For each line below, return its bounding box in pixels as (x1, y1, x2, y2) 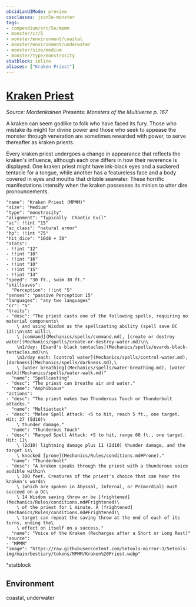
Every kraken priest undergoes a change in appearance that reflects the (6, 150, 181, 157)
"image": (6, 546, 28, 552)
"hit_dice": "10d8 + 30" (6, 236, 67, 242)
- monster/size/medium (6, 47, 62, 53)
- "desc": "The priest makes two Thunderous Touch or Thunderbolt (6, 396, 172, 402)
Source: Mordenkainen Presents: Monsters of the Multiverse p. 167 (6, 109, 168, 116)
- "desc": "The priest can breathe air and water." (6, 381, 135, 387)
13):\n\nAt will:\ (6, 329, 51, 335)
